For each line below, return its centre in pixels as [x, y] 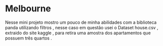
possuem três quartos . [29, 38]
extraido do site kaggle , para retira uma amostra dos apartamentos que [78, 33]
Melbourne [28, 9]
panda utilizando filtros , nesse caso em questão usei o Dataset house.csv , [82, 27]
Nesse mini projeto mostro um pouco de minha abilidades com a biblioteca [81, 22]
